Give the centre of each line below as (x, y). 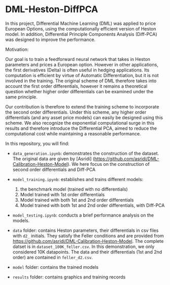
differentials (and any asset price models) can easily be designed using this (84, 117)
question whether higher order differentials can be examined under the (79, 91)
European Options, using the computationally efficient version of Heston (81, 28)
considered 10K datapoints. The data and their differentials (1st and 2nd (87, 252)
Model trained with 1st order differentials (62, 194)
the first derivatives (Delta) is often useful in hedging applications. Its (77, 70)
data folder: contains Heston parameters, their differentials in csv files (86, 230)
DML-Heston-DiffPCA (52, 9)
